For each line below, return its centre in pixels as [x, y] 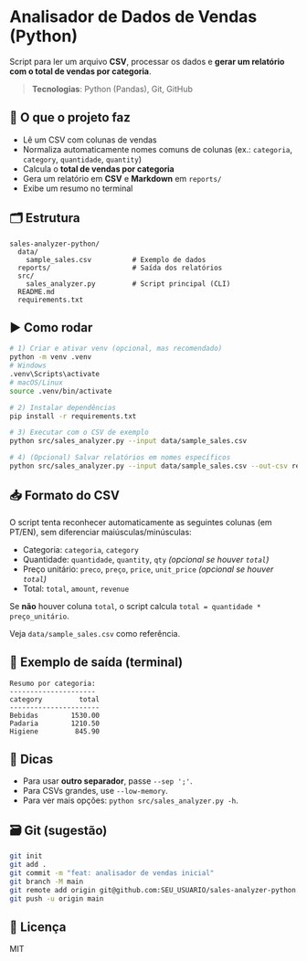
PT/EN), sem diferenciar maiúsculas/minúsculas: [101, 532]
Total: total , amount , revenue [76, 588]
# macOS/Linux [37, 382]
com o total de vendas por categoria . [81, 71]
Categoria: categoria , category [80, 549]
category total [55, 699]
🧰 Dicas [32, 759]
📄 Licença [38, 927]
